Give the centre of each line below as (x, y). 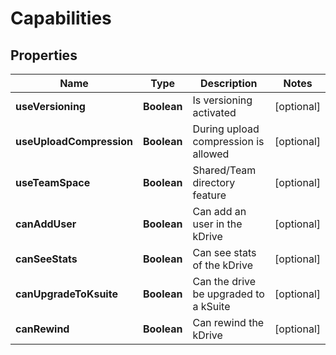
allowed (211, 154)
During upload (226, 129)
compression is (228, 141)
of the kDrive (222, 265)
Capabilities (61, 18)
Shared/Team (224, 170)
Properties (44, 55)
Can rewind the (228, 322)
